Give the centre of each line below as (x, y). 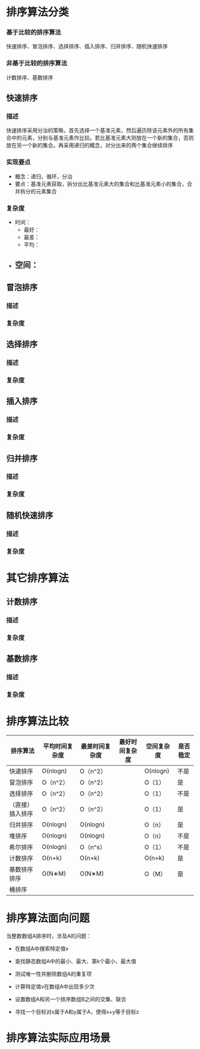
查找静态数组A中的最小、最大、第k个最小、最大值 (76, 961)
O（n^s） (93, 847)
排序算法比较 (38, 722)
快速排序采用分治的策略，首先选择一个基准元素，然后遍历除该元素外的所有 (97, 130)
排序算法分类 (38, 12)
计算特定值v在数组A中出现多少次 (55, 986)
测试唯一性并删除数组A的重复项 (53, 974)
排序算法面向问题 (48, 918)
